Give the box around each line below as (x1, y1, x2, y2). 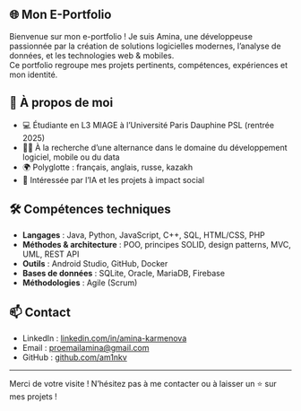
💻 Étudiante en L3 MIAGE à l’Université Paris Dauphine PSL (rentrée (21, 119, 275, 130)
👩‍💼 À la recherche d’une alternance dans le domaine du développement (21, 142, 288, 153)
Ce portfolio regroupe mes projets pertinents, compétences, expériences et (9, 59, 288, 70)
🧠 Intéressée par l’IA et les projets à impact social (21, 174, 204, 185)
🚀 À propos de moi (9, 95, 114, 110)
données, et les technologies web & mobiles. (9, 49, 175, 61)
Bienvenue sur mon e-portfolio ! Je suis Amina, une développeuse (9, 31, 254, 41)
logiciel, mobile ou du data (21, 152, 120, 162)
